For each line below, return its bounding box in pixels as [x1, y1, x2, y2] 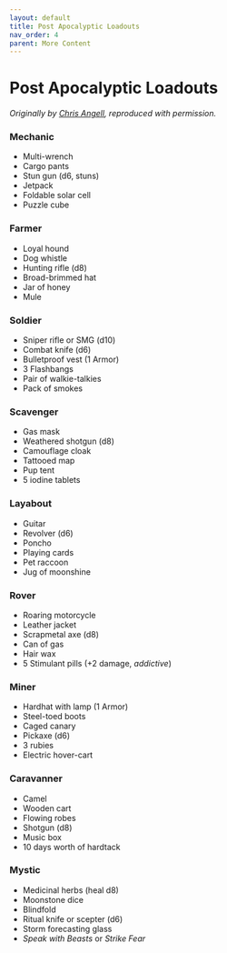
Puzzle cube [22, 199, 70, 210]
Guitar [22, 517, 46, 528]
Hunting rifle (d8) [22, 262, 88, 273]
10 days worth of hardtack [22, 841, 121, 852]
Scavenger [9, 406, 59, 418]
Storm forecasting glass [22, 923, 113, 934]
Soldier [9, 314, 43, 326]
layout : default [9, 13, 71, 23]
